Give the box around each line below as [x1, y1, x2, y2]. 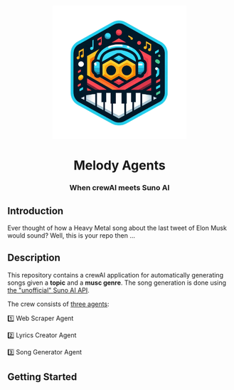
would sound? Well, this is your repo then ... [7, 231, 135, 240]
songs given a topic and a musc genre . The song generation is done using [7, 278, 226, 287]
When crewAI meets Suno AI [69, 183, 170, 193]
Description [7, 252, 60, 264]
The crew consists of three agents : [7, 300, 110, 308]
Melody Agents [73, 157, 166, 174]
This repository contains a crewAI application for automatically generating [7, 270, 224, 279]
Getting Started [7, 371, 78, 383]
